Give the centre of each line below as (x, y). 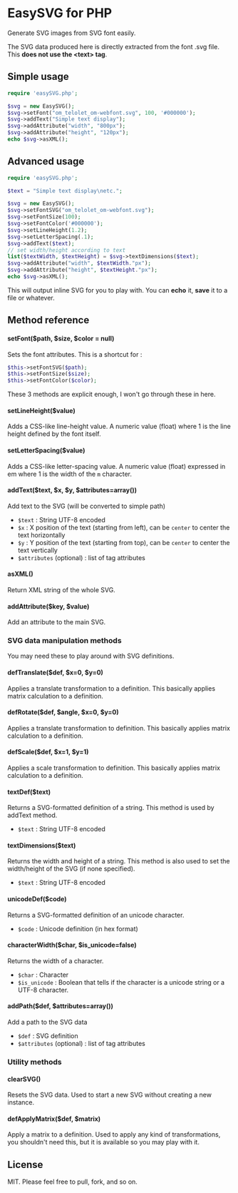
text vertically (38, 550)
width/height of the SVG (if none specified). (71, 869)
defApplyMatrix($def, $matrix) (54, 1119)
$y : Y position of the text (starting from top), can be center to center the (124, 542)
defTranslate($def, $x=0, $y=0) (55, 673)
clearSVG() (24, 1079)
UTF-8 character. (43, 990)
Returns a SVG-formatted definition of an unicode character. (96, 915)
